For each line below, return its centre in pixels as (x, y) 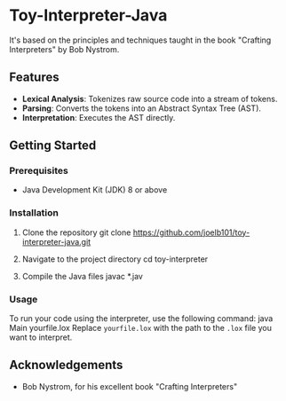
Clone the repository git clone (76, 232)
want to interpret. (41, 337)
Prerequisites (39, 171)
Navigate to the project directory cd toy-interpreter (115, 259)
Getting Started (53, 146)
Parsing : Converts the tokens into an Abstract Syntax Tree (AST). (142, 108)
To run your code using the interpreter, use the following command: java (141, 318)
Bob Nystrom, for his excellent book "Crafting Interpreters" (130, 386)
